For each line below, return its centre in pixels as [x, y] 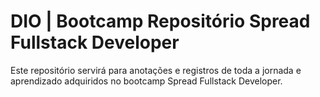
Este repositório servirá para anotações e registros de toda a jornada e [156, 70]
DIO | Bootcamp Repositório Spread [160, 21]
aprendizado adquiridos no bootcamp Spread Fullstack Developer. [146, 81]
